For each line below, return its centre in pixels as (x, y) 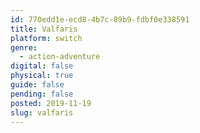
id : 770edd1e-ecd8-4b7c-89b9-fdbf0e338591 (100, 19)
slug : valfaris (42, 112)
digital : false (42, 66)
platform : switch (46, 38)
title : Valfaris (44, 29)
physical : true (42, 76)
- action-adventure (60, 57)
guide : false (37, 85)
